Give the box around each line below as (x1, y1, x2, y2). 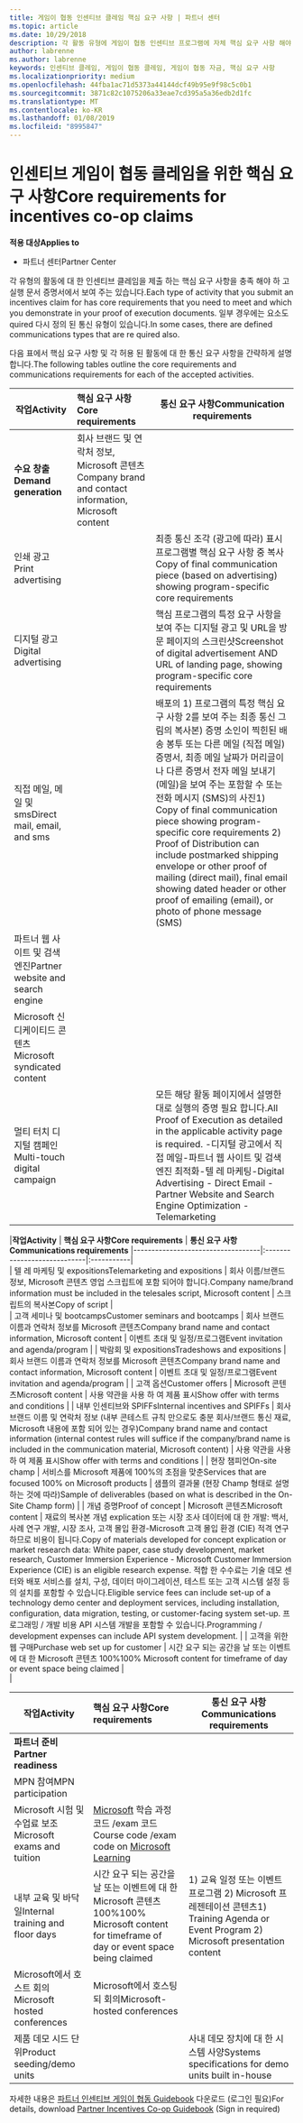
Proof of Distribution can (155, 837, 260, 850)
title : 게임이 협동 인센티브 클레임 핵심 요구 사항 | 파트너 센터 (9, 13, 221, 23)
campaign (14, 1173, 57, 1186)
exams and (14, 1840, 60, 1852)
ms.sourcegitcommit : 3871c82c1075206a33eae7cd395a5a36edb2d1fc (9, 88, 252, 97)
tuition (14, 1851, 41, 1863)
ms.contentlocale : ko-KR (9, 106, 103, 115)
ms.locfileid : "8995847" (9, 123, 103, 132)
